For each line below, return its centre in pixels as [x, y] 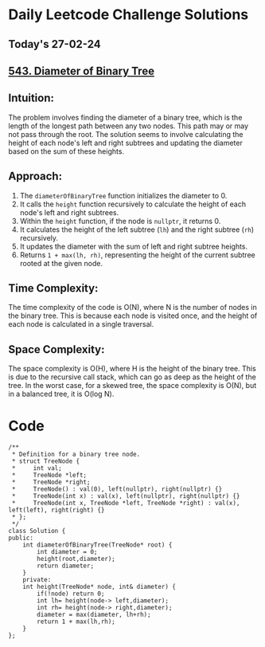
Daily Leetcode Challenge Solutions [129, 15]
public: [21, 538]
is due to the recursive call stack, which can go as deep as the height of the [132, 377]
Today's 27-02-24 [55, 44]
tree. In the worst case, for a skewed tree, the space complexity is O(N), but [132, 386]
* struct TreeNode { [46, 461]
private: [37, 580]
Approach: [35, 176]
